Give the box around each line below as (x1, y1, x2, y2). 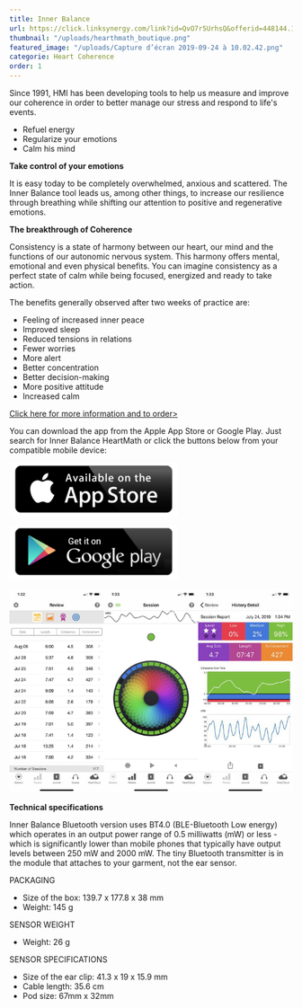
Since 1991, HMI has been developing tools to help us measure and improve (9, 88, 289, 98)
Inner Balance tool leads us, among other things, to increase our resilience (9, 188, 285, 198)
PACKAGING (9, 874, 56, 885)
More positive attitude (22, 382, 104, 392)
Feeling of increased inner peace (22, 314, 146, 325)
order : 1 (9, 62, 42, 71)
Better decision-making (22, 372, 110, 382)
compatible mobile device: (9, 445, 108, 455)
